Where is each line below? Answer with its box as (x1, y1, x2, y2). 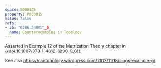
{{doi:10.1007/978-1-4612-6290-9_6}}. (5, 48, 82, 54)
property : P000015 (5, 12, 42, 17)
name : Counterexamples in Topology (9, 30, 82, 34)
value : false (5, 16, 32, 21)
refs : (5, 20, 16, 26)
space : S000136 (5, 7, 36, 12)
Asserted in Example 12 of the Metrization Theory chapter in (5, 43, 126, 49)
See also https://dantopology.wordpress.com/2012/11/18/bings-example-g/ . (5, 58, 157, 63)
